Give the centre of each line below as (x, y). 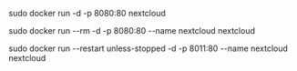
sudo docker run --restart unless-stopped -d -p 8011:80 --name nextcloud (148, 48)
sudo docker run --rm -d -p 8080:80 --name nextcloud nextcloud (132, 30)
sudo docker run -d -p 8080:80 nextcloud (87, 13)
